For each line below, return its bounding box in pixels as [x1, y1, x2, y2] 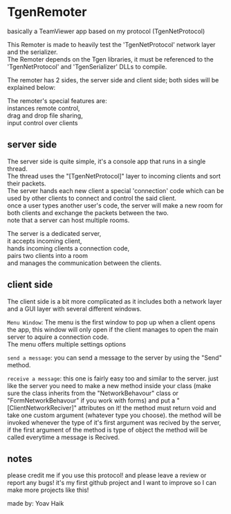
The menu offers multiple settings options [7, 340, 127, 348]
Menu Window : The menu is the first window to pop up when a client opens [7, 318, 216, 326]
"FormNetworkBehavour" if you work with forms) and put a [7, 396, 176, 405]
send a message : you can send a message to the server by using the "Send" [7, 354, 223, 362]
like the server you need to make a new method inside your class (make [7, 381, 212, 389]
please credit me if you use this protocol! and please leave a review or [7, 471, 207, 479]
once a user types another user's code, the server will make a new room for [7, 201, 223, 210]
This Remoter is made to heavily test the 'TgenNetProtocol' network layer [7, 40, 216, 48]
